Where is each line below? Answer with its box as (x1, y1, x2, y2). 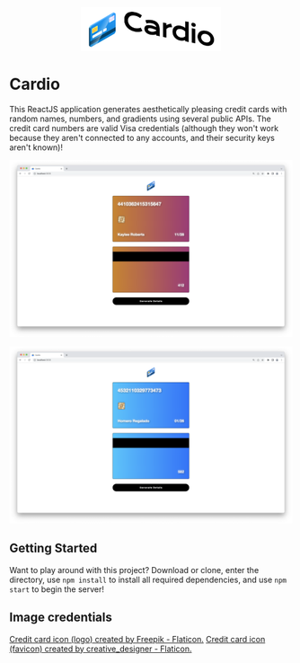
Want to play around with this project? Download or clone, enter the (9, 564, 260, 575)
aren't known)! (9, 142, 64, 153)
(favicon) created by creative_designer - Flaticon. (9, 643, 192, 654)
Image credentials (9, 610, 112, 625)
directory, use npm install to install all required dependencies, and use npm (9, 574, 287, 585)
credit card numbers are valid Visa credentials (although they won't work (9, 123, 279, 134)
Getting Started (9, 541, 98, 556)
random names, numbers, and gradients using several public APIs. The (9, 113, 271, 124)
